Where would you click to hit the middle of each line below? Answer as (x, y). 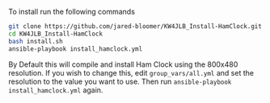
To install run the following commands (72, 12)
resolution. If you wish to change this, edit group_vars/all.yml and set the (131, 72)
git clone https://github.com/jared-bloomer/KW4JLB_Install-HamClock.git (135, 27)
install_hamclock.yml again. (56, 90)
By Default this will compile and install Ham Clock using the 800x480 (123, 64)
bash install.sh (36, 41)
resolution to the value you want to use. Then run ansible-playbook (120, 81)
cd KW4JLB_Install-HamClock (56, 34)
